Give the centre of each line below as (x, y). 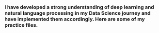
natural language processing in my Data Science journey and (78, 13)
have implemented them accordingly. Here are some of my (75, 19)
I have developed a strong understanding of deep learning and (79, 7)
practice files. (21, 25)
